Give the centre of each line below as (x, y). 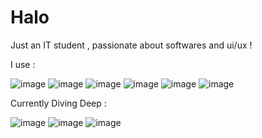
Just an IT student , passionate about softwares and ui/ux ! (131, 45)
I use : (23, 64)
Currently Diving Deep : (58, 103)
